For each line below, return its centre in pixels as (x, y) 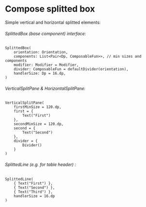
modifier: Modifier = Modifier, (46, 65)
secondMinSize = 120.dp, (39, 124)
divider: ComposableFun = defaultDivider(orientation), (71, 69)
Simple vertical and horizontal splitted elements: (53, 22)
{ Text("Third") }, (33, 192)
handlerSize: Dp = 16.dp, (40, 74)
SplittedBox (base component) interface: (45, 33)
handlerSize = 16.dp (34, 196)
